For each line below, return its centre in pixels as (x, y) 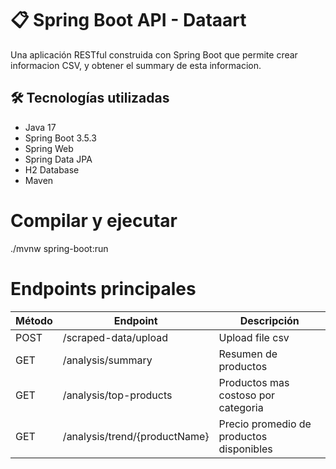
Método (34, 320)
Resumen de (248, 354)
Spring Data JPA (58, 159)
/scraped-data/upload (115, 337)
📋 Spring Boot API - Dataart (128, 20)
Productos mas (254, 382)
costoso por (247, 395)
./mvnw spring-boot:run (59, 248)
